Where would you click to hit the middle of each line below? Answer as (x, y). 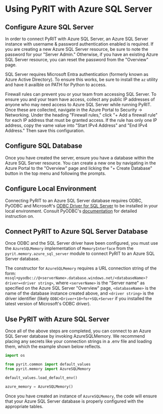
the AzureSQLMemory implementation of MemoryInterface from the (69, 249)
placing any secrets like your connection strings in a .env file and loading (79, 342)
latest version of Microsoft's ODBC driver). (48, 304)
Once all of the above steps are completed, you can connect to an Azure (78, 331)
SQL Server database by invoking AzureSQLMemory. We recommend (75, 336)
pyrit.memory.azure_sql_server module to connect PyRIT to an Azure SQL (80, 253)
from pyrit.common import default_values (48, 365)
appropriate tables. (24, 406)
